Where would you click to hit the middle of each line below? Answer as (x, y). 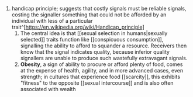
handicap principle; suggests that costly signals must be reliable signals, (99, 8)
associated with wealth (48, 89)
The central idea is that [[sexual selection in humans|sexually (94, 33)
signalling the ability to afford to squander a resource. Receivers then (104, 46)
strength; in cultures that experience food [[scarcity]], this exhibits (100, 77)
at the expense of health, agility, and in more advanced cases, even (101, 70)
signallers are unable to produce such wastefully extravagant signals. (104, 58)
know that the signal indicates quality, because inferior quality (95, 52)
